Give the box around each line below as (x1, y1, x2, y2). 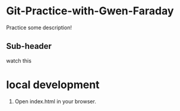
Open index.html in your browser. (14, 97, 96, 105)
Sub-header (6, 41, 52, 51)
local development (6, 78, 100, 91)
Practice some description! (6, 24, 72, 31)
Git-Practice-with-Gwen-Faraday (6, 4, 174, 18)
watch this (6, 57, 31, 64)
